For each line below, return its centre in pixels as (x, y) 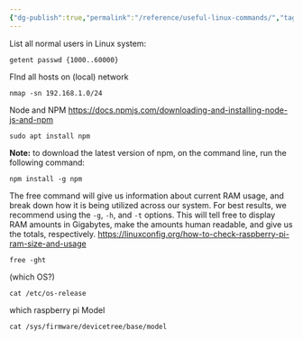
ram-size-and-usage (48, 244)
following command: (47, 162)
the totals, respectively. (53, 234)
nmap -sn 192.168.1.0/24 (56, 93)
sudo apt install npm (50, 136)
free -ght (28, 260)
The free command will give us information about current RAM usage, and (147, 196)
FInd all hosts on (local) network (69, 77)
